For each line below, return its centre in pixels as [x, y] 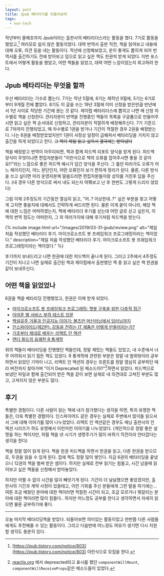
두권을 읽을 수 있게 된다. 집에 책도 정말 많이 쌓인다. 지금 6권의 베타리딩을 [80, 457]
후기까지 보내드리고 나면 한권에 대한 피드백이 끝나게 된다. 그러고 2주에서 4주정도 [81, 256]
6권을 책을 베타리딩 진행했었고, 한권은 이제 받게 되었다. [57, 298]
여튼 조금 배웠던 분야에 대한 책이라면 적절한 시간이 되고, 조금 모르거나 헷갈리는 [79, 492]
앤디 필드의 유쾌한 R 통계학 [38, 339]
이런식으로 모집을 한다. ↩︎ [111, 552]
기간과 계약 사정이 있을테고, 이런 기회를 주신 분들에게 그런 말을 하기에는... [87, 486]
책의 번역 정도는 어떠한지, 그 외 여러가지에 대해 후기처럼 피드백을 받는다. [73, 217]
